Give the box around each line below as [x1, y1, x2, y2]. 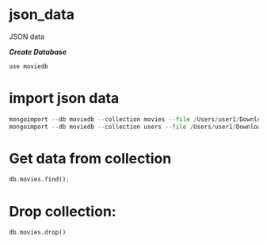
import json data [9, 90, 120, 107]
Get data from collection [9, 149, 172, 167]
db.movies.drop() [9, 228, 67, 237]
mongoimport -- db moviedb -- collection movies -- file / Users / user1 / [9, 115, 240, 124]
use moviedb [9, 62, 48, 71]
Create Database [9, 47, 67, 56]
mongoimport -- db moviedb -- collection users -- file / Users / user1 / [9, 123, 237, 131]
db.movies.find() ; [9, 176, 70, 184]
